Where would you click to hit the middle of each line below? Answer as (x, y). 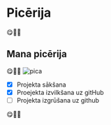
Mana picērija (37, 54)
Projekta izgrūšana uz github (58, 100)
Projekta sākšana (42, 84)
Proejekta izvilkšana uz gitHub (60, 92)
